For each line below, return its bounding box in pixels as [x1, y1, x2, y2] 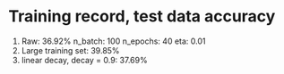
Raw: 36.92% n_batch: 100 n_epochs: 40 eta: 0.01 [21, 36, 206, 46]
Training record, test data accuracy [8, 6, 276, 27]
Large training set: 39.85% [21, 45, 120, 55]
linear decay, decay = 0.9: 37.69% [21, 54, 149, 65]
